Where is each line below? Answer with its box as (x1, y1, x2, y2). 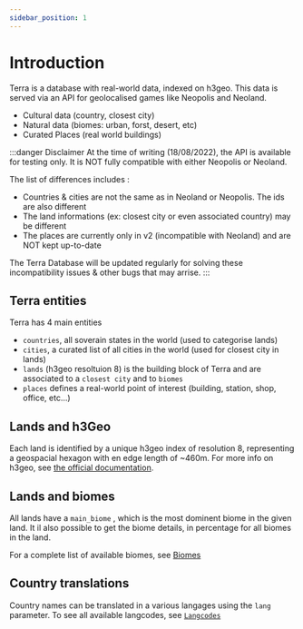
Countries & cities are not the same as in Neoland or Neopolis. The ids (22, 192, 285, 202)
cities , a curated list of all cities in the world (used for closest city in (22, 344, 279, 355)
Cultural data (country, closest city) (22, 110, 155, 121)
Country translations (9, 575, 130, 591)
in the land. (9, 532, 52, 543)
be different (22, 220, 67, 231)
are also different (22, 201, 87, 211)
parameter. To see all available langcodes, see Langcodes (9, 609, 221, 620)
